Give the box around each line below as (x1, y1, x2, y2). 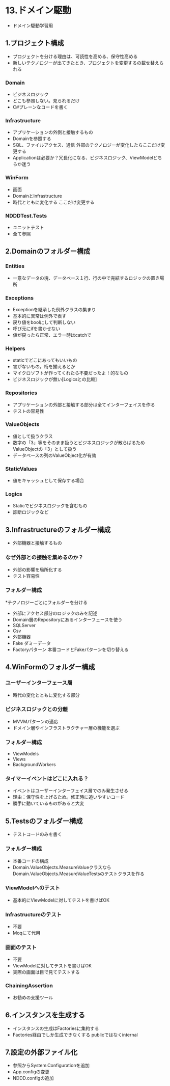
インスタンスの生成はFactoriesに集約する (12, 1025, 99, 1031)
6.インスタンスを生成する (5, 1011, 86, 1019)
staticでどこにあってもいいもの (12, 357, 77, 363)
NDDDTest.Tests (5, 212, 47, 219)
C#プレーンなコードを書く (12, 104, 68, 110)
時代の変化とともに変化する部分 (12, 692, 80, 698)
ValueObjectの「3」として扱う (12, 446, 77, 452)
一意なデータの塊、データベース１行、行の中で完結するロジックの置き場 (12, 275, 164, 281)
